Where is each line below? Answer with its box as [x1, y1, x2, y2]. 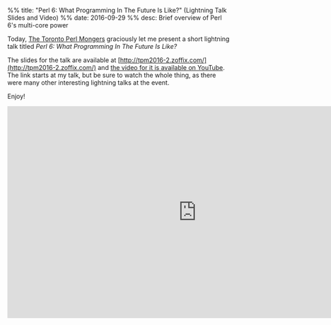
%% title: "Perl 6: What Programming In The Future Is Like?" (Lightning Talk [7, 6, 228, 14]
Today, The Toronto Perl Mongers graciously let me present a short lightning [7, 35, 230, 43]
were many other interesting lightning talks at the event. [7, 78, 170, 87]
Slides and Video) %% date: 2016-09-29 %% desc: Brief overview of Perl [7, 13, 222, 22]
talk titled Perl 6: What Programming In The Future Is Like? [7, 42, 178, 50]
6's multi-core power [7, 21, 69, 29]
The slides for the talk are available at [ [7, 56, 121, 64]
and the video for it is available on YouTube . [98, 64, 225, 71]
